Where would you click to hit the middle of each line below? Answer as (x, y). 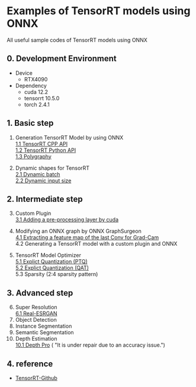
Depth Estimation (36, 339)
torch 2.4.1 (37, 104)
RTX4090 (36, 79)
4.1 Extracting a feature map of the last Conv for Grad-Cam (87, 237)
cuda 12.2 (36, 92)
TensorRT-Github (36, 378)
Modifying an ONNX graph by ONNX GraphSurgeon (78, 231)
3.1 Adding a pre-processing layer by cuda (67, 220)
